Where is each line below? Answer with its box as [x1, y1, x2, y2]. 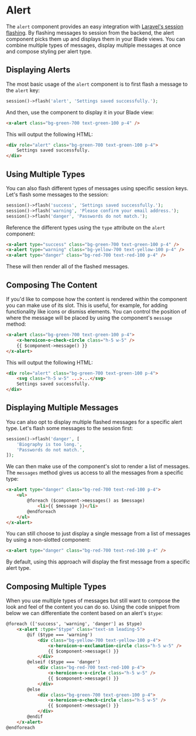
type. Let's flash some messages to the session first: [6, 424, 133, 431]
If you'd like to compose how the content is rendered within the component [6, 296, 187, 302]
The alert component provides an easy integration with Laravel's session [6, 23, 184, 30]
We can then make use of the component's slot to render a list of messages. [6, 463, 190, 470]
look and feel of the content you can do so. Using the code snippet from [6, 603, 180, 610]
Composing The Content [6, 280, 98, 290]
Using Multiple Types [6, 169, 85, 179]
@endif [27, 714, 43, 720]
